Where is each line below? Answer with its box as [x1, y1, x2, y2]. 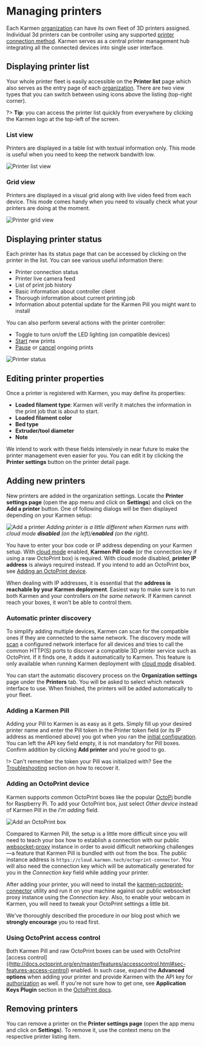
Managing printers [6, 4, 102, 18]
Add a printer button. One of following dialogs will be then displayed [6, 505, 177, 512]
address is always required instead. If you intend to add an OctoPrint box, [6, 561, 191, 568]
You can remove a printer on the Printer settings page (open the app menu [6, 1020, 195, 1027]
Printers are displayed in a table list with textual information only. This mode [6, 144, 195, 152]
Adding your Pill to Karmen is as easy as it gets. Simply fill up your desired [6, 720, 192, 728]
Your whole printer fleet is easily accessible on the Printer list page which [6, 77, 191, 85]
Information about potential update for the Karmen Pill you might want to [15, 301, 196, 308]
